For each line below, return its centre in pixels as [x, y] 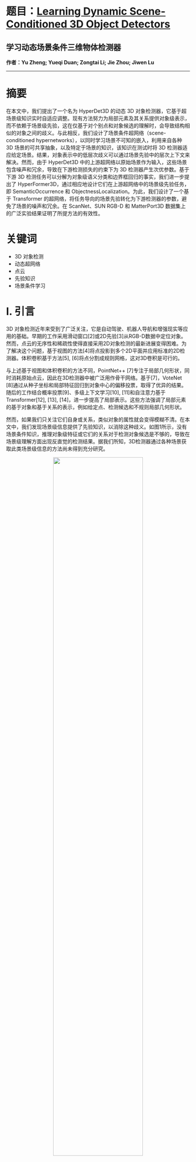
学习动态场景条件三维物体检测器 [64, 47]
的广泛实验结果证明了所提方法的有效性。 [55, 213]
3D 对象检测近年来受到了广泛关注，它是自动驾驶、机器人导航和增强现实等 [94, 329]
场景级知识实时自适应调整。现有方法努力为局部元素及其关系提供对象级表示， [98, 118]
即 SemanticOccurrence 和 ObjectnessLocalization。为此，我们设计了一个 [95, 191]
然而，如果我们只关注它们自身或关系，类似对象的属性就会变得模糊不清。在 [95, 419]
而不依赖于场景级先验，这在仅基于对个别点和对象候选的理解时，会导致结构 [95, 125]
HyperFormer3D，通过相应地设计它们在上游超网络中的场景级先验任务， [103, 184]
